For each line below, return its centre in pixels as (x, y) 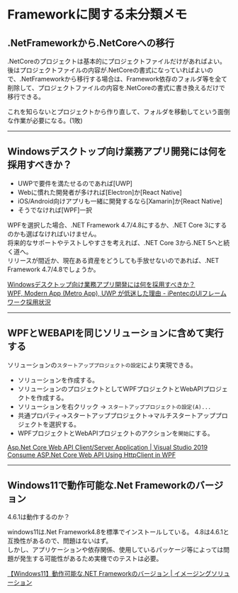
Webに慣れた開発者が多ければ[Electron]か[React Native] (100, 192)
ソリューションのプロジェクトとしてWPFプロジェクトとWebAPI (110, 389)
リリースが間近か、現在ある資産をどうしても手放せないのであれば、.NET (113, 260)
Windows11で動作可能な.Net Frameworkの (102, 486)
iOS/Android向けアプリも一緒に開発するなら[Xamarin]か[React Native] (120, 201)
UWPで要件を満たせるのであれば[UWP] (75, 183)
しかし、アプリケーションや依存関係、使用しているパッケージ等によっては (115, 550)
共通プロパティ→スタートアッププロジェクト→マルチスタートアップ (117, 415)
